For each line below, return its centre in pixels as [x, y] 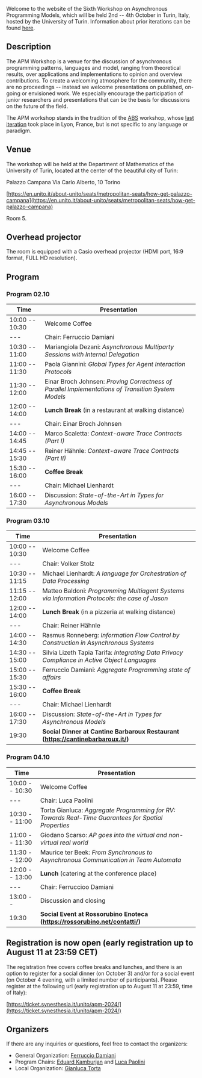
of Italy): [17, 992]
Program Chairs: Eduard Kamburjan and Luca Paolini [80, 1062]
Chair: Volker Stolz [69, 564]
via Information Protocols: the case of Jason [105, 599]
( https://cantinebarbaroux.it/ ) [86, 739]
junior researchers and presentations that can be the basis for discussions [98, 99]
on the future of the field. [37, 106]
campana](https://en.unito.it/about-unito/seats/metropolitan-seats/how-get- [101, 200]
